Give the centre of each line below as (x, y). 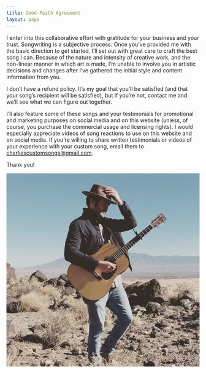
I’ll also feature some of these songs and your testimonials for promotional (100, 113)
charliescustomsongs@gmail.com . (50, 153)
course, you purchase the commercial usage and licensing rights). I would (100, 126)
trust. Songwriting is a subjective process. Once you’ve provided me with (99, 44)
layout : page (23, 19)
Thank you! (21, 164)
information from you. (34, 77)
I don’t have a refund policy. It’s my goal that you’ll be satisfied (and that (97, 88)
